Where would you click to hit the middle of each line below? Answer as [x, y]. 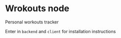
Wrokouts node [37, 9]
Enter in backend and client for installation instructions [60, 31]
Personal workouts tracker [32, 22]
